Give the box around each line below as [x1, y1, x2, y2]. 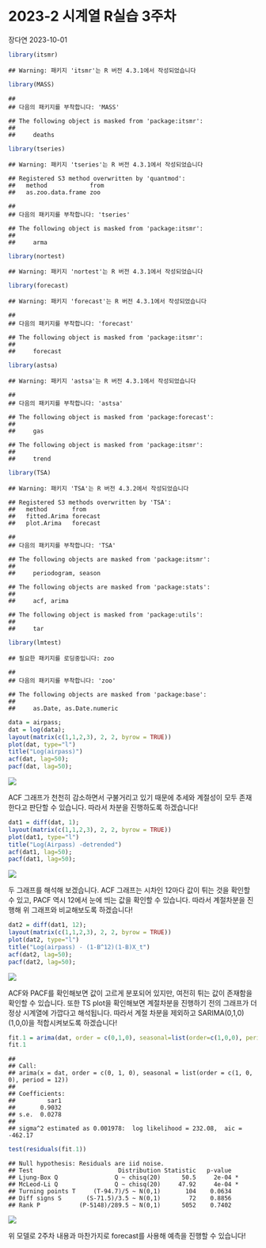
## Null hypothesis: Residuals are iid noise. [8, 1160, 165, 1168]
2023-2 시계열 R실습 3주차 [8, 7, 177, 25]
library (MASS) [8, 80, 55, 88]
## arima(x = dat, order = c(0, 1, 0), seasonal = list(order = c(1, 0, [8, 1069, 253, 1078]
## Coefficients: [8, 1090, 66, 1098]
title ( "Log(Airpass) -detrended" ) [8, 841, 123, 849]
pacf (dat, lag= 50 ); [8, 762, 73, 771]
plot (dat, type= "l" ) [8, 740, 77, 749]
